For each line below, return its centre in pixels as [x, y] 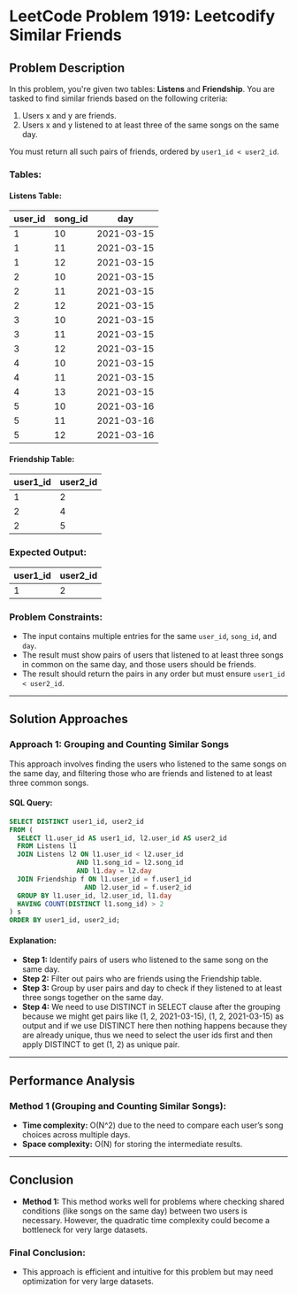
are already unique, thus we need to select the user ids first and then [147, 1035]
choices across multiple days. [76, 1135]
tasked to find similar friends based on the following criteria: [118, 98]
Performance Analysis [72, 1080]
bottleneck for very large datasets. [85, 1229]
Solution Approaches [69, 719]
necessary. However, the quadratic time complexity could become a [146, 1220]
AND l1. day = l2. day [114, 871]
